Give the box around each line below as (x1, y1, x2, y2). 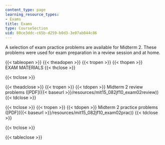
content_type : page (5, 7, 46, 12)
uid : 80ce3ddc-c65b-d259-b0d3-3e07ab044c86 (5, 30, 97, 35)
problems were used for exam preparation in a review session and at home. (5, 49, 160, 55)
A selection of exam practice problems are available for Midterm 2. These (5, 44, 156, 50)
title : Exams (5, 21, 32, 26)
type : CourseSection (5, 26, 48, 31)
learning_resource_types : (5, 12, 59, 17)
